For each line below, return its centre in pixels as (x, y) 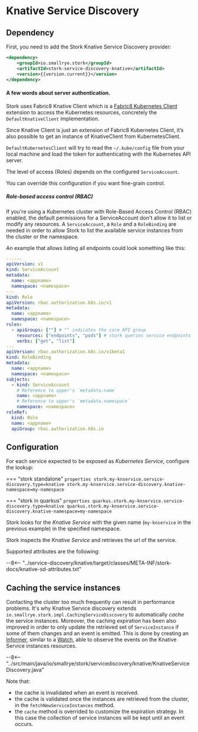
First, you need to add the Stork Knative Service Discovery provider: (89, 47)
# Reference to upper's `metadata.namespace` (74, 401)
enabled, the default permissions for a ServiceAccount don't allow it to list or (99, 218)
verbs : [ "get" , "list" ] (46, 341)
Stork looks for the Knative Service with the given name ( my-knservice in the (99, 523)
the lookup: (20, 468)
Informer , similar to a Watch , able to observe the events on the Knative (91, 640)
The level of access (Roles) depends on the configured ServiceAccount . (93, 172)
